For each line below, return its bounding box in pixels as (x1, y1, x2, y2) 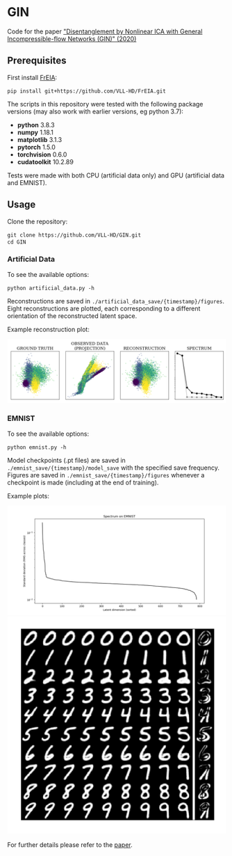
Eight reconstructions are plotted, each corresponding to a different (7, 304, 201, 312)
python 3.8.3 (17, 120, 55, 129)
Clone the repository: (7, 217, 68, 225)
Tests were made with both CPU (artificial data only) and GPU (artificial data (7, 171, 224, 180)
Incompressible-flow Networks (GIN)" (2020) (7, 34, 137, 42)
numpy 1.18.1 (17, 128, 54, 136)
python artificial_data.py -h (7, 285, 95, 292)
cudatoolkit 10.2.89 (17, 157, 74, 166)
